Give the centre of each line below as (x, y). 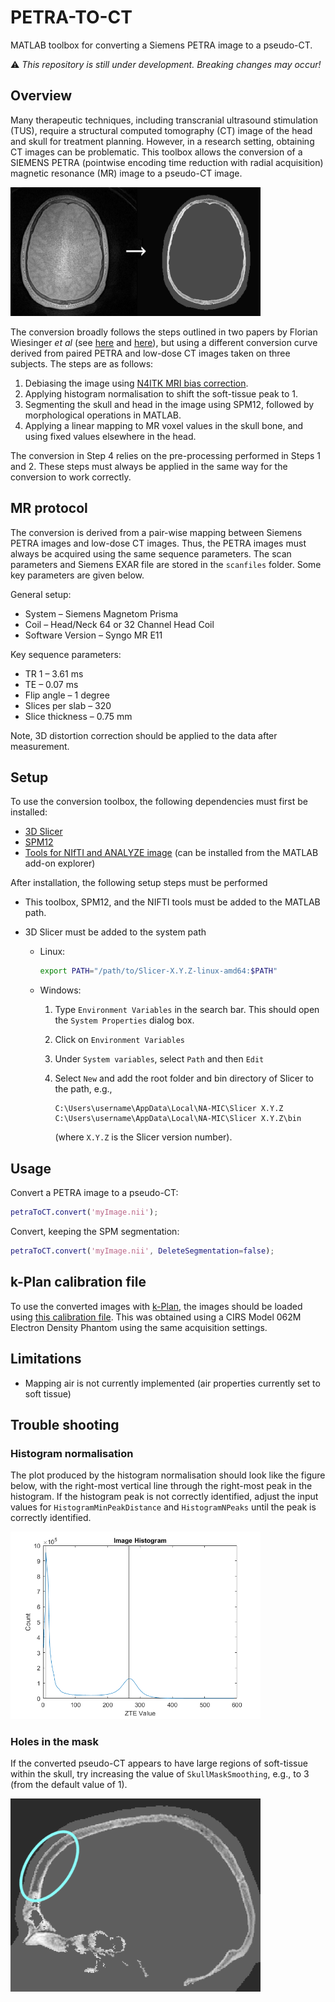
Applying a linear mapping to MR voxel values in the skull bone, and (164, 425)
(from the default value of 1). (69, 1785)
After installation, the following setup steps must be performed (139, 883)
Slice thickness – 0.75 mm (78, 716)
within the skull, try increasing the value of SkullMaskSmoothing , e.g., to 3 (160, 1774)
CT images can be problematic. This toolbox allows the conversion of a (156, 152)
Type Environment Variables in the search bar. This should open (187, 1010)
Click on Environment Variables (119, 1040)
